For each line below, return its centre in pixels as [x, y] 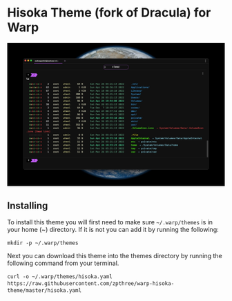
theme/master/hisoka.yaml [44, 290]
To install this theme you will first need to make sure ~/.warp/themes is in [110, 222]
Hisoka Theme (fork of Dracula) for [109, 13]
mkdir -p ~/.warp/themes [43, 243]
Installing [28, 205]
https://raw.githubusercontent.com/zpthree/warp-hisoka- [91, 283]
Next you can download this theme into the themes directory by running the [115, 255]
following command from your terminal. [63, 263]
